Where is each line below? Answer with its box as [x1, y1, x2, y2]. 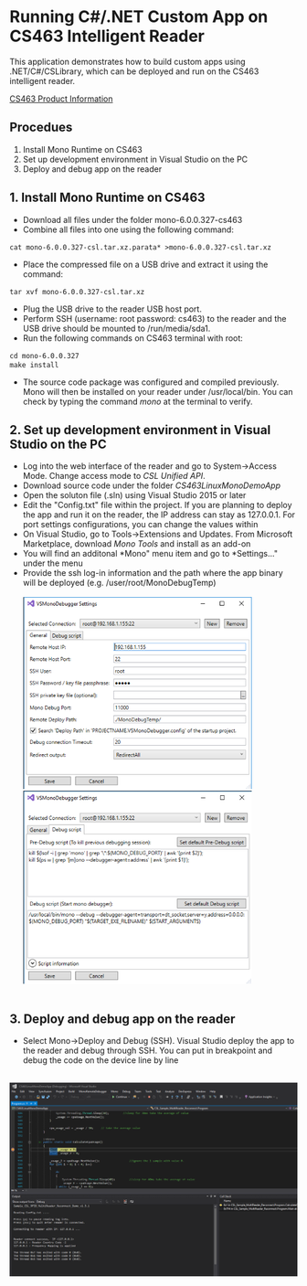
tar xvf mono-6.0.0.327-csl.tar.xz [9, 287, 145, 296]
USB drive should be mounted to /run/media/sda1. [22, 323, 211, 334]
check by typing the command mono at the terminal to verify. [22, 396, 253, 407]
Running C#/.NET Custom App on [9, 6, 269, 27]
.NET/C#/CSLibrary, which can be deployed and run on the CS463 [9, 66, 259, 77]
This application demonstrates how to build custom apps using [9, 56, 246, 67]
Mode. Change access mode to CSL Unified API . [22, 471, 206, 482]
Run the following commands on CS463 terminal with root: [22, 332, 244, 344]
